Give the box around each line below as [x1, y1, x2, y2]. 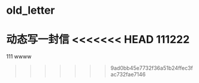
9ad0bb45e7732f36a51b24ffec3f [110, 64, 193, 72]
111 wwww [6, 53, 32, 60]
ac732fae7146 [110, 71, 146, 78]
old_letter [6, 4, 55, 17]
